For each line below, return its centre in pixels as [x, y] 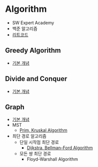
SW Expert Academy [33, 23]
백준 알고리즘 [25, 29]
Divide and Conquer [36, 79]
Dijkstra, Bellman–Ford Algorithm [60, 148]
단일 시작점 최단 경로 [39, 142]
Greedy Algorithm [33, 50]
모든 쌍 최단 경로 [35, 154]
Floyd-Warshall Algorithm [52, 159]
